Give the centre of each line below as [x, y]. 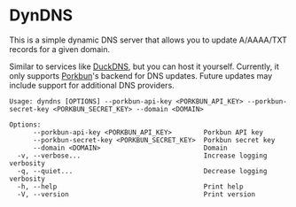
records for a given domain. [60, 49]
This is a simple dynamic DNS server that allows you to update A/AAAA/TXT [148, 40]
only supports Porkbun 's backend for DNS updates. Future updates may [141, 75]
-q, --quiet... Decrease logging [142, 171]
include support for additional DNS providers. [92, 85]
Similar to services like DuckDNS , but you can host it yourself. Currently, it [144, 66]
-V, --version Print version [136, 194]
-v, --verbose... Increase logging [142, 156]
